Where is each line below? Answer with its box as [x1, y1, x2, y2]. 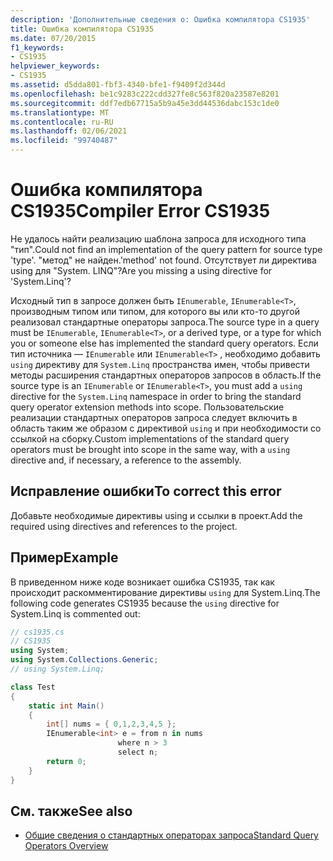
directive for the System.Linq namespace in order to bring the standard [10, 390, 302, 402]
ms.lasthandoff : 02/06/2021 [10, 126, 128, 136]
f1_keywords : [10, 42, 65, 53]
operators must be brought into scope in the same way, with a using [10, 443, 291, 455]
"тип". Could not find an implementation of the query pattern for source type [10, 243, 323, 255]
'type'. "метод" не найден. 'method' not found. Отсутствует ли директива [10, 254, 317, 266]
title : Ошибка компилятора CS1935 [10, 24, 155, 34]
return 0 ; [46, 756, 87, 766]
